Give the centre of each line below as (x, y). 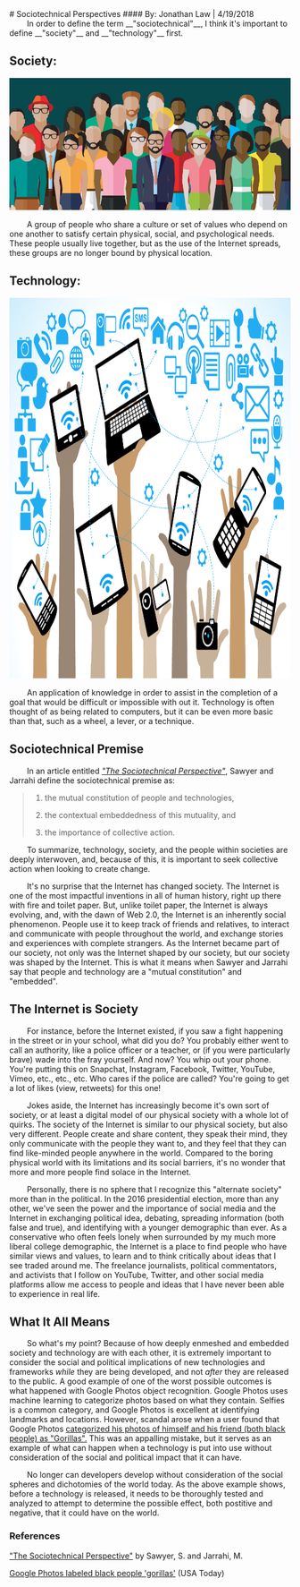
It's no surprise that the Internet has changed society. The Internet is (153, 886)
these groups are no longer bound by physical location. (111, 253)
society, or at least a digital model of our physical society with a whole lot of (149, 1114)
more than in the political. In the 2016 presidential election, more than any (144, 1199)
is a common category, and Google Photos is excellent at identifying (134, 1410)
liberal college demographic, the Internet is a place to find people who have (148, 1246)
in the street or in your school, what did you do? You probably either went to (149, 1040)
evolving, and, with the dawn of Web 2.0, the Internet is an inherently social (148, 914)
